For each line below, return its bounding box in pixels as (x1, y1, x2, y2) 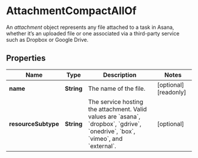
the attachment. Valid (88, 105, 147, 113)
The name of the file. (88, 84, 146, 93)
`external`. (88, 141, 117, 150)
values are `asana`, (88, 112, 140, 120)
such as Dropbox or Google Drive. (6, 36, 89, 43)
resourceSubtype (9, 120, 60, 128)
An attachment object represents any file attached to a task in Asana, (6, 24, 174, 31)
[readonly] (157, 88, 187, 96)
